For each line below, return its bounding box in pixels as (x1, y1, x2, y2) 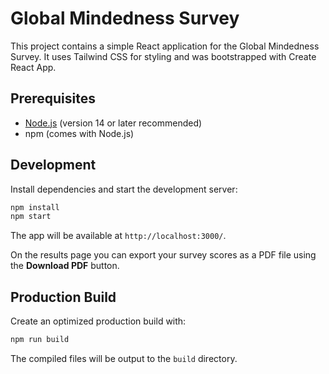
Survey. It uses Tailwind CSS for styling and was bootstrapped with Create (10, 50, 317, 62)
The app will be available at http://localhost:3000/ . (10, 230, 227, 242)
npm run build (10, 335, 70, 345)
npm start (10, 212, 52, 222)
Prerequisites (10, 90, 96, 107)
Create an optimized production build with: (10, 315, 187, 327)
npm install (10, 202, 60, 212)
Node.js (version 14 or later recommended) (24, 117, 203, 129)
